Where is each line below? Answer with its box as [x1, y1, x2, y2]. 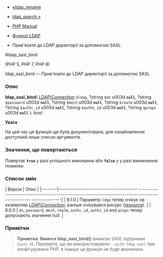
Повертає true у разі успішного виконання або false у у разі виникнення [5, 157, 158, 164]
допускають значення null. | [5, 212, 64, 218]
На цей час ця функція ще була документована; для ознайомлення [5, 129, 145, 135]
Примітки [5, 225, 29, 231]
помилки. [5, 163, 25, 169]
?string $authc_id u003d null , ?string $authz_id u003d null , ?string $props [5, 105, 157, 111]
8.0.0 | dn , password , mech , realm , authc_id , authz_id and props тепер [5, 207, 142, 213]
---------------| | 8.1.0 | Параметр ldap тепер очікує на [31, 197, 145, 202]
